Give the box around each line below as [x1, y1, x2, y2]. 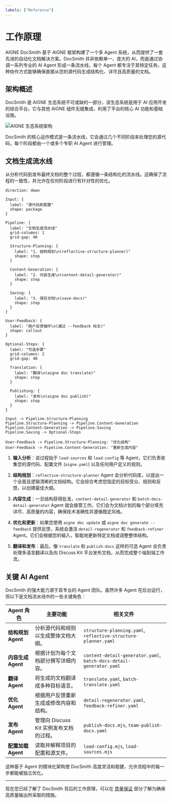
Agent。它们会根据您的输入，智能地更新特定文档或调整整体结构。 [12, 532, 152, 539]
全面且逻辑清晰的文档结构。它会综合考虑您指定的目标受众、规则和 [17, 479, 157, 485]
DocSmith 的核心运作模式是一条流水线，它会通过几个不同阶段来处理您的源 [5, 134, 162, 140]
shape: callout [10, 328, 42, 334]
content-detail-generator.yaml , [83, 652, 161, 658]
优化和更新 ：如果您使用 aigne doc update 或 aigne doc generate [12, 520, 149, 526]
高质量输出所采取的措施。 [5, 792, 59, 798]
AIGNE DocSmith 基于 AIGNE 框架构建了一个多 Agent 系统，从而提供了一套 [5, 49, 163, 55]
